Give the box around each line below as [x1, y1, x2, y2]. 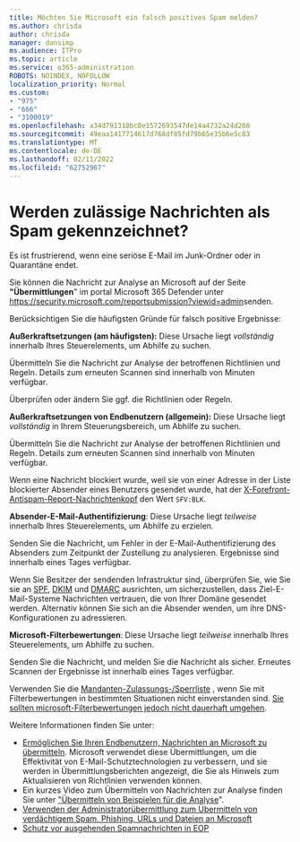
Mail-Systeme [9, 593, 61, 605]
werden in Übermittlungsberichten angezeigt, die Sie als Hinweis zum [21, 766, 279, 777]
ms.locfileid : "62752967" [9, 163, 106, 172]
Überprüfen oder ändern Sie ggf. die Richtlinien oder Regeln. [9, 394, 233, 405]
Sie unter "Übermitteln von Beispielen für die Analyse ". [21, 795, 225, 805]
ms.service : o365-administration [9, 64, 134, 73]
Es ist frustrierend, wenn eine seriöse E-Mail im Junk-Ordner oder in [9, 250, 261, 261]
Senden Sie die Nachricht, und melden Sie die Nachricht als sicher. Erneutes [9, 657, 291, 667]
